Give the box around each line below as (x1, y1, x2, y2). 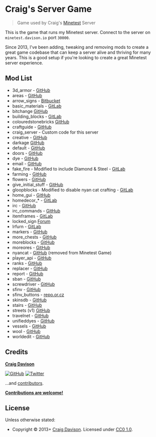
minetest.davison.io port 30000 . (5, 35, 70, 40)
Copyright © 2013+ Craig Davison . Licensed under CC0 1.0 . (12, 427, 133, 433)
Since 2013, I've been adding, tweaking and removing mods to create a (5, 44, 149, 50)
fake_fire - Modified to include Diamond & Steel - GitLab (12, 166, 126, 172)
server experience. (5, 60, 43, 66)
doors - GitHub (12, 150, 43, 156)
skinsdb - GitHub (12, 297, 47, 303)
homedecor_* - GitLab (12, 197, 57, 203)
